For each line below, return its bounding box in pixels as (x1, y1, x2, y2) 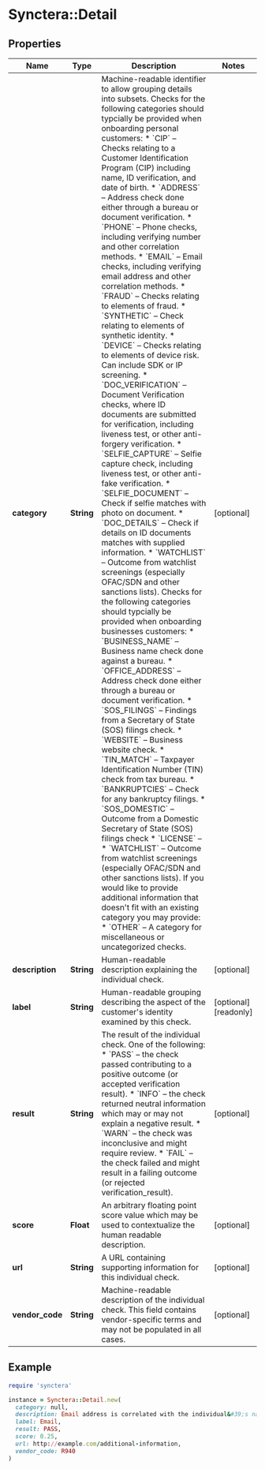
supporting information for (101, 1262, 200, 1273)
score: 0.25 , (15, 1433, 58, 1441)
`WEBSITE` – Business (101, 734, 184, 745)
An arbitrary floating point (101, 1200, 197, 1210)
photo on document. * (101, 507, 184, 518)
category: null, (15, 1403, 69, 1411)
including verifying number (101, 231, 201, 242)
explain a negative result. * (101, 1118, 201, 1129)
